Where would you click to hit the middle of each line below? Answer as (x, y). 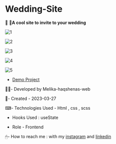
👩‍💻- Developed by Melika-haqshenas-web (48, 89)
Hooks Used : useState (35, 117)
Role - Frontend (28, 127)
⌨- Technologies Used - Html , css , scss (48, 108)
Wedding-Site (34, 9)
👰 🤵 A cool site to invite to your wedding (46, 23)
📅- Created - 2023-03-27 (31, 98)
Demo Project (26, 79)
